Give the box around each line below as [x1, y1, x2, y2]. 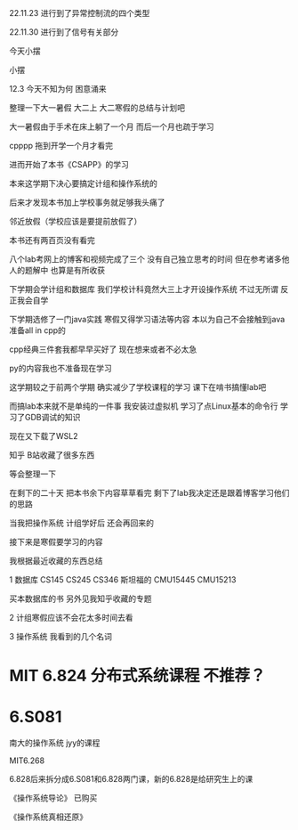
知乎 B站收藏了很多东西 [9, 450, 95, 460]
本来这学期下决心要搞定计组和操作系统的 [9, 178, 157, 189]
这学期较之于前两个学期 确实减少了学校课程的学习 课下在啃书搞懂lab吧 [9, 382, 267, 392]
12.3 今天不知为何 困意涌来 [9, 84, 107, 94]
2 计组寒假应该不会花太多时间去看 [9, 613, 133, 622]
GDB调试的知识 [24, 412, 81, 422]
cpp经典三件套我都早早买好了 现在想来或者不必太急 [9, 344, 197, 354]
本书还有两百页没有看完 [9, 235, 95, 245]
